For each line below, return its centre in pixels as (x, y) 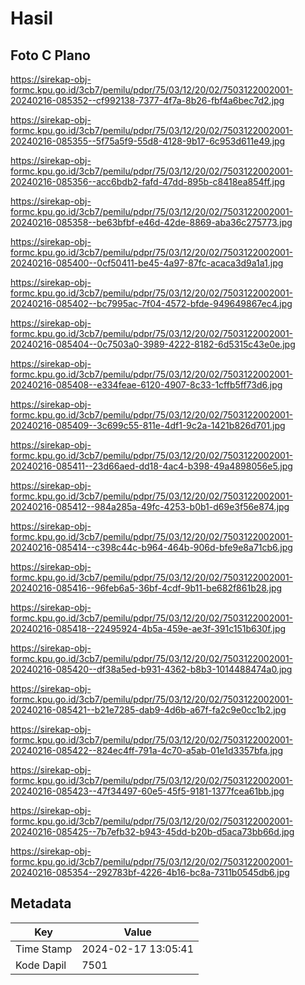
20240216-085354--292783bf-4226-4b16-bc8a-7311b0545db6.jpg (150, 872)
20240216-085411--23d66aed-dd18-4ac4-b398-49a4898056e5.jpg (151, 466)
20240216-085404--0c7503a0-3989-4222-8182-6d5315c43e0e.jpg (153, 344)
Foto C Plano (50, 55)
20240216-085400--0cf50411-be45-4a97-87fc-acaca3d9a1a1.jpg (147, 263)
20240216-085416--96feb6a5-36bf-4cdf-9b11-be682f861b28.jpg (146, 588)
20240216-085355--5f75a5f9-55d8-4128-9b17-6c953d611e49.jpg (148, 141)
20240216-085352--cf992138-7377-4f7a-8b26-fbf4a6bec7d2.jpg (147, 100)
